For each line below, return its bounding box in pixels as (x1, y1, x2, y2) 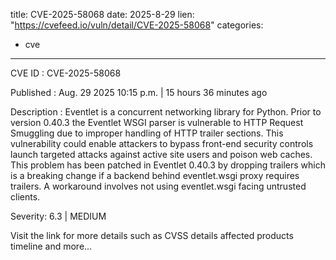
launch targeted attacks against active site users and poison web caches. (10, 149, 313, 160)
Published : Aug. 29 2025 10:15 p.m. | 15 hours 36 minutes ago (10, 87, 268, 98)
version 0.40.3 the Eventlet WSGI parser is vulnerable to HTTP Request (10, 117, 304, 128)
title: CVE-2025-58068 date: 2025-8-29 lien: (10, 9, 195, 20)
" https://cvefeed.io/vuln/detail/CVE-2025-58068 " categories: (10, 19, 264, 31)
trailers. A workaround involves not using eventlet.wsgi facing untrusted (10, 180, 307, 192)
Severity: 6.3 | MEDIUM (10, 210, 107, 222)
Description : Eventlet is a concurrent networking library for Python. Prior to (10, 106, 322, 118)
